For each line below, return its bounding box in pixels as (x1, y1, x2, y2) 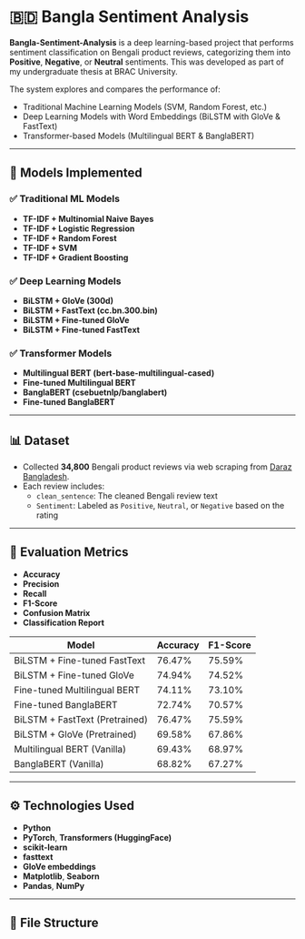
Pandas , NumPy (22, 880, 84, 891)
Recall (22, 588, 47, 599)
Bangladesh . (22, 471, 70, 482)
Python (22, 822, 52, 833)
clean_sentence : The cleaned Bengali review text (35, 490, 218, 501)
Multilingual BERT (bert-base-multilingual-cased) (22, 368, 215, 379)
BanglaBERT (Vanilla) (14, 757, 104, 770)
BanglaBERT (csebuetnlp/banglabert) (22, 387, 168, 398)
